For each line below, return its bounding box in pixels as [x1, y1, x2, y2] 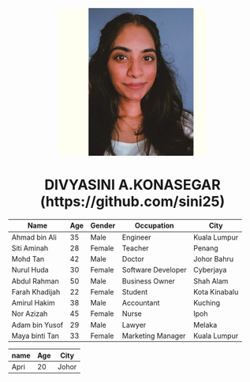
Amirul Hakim [11, 299, 55, 308]
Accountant [121, 299, 160, 308]
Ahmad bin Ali [11, 232, 57, 242]
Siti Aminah [11, 243, 49, 253]
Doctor [121, 254, 144, 264]
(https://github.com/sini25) [39, 193, 226, 211]
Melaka [192, 320, 218, 329]
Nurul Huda [11, 265, 49, 275]
